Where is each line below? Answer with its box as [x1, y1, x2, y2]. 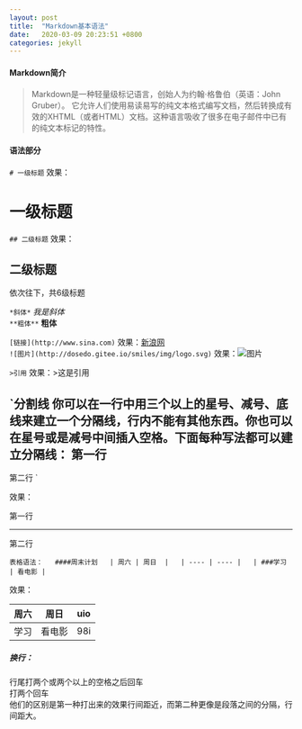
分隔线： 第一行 [21, 446, 107, 462]
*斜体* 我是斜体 [9, 307, 66, 318]
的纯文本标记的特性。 [31, 122, 111, 133]
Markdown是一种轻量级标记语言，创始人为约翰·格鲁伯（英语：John [31, 89, 281, 100]
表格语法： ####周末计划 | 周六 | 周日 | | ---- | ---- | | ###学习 [9, 558, 288, 567]
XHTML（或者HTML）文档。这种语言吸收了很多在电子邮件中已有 [47, 112, 288, 122]
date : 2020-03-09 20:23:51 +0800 [9, 30, 143, 39]
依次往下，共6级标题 [9, 287, 85, 298]
